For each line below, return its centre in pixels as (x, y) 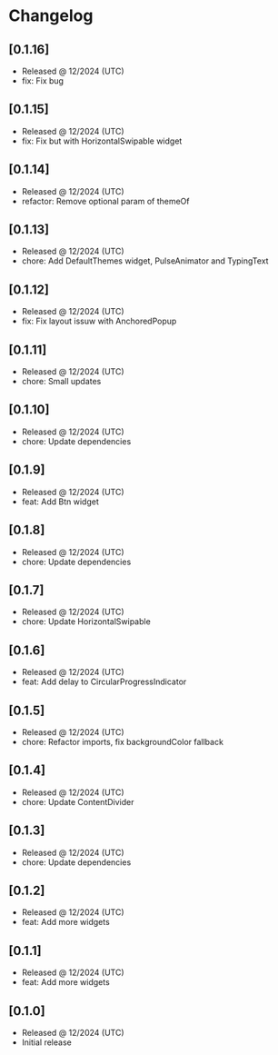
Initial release (46, 1042)
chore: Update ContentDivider (78, 801)
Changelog (51, 16)
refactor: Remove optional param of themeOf (105, 201)
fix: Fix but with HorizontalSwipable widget (102, 141)
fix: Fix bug (43, 81)
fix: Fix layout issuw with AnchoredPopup (99, 321)
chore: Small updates (61, 382)
